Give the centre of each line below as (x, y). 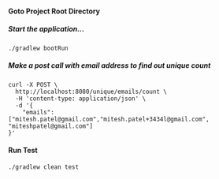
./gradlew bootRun (38, 48)
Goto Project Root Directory (54, 11)
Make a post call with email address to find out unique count (109, 65)
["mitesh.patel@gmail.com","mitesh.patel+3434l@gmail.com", (109, 119)
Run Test (23, 151)
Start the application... (46, 29)
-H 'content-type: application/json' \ (81, 99)
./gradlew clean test (44, 167)
